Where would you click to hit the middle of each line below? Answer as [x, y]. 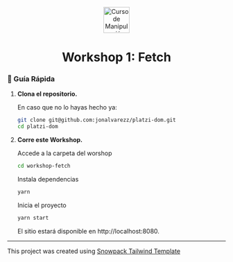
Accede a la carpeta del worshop [64, 153]
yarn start [33, 218]
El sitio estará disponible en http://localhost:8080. [88, 231]
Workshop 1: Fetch [116, 57]
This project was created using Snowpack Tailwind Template [94, 251]
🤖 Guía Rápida [31, 79]
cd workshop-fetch [44, 166]
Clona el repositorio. [47, 94]
